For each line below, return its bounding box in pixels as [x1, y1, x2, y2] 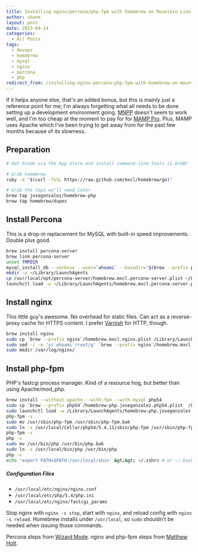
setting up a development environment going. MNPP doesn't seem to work [6, 109, 187, 116]
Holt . [6, 539, 18, 547]
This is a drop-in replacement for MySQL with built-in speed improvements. [6, 230, 190, 237]
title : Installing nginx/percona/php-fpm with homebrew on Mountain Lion [6, 8, 192, 15]
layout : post [6, 20, 38, 25]
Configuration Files [6, 470, 55, 478]
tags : [6, 42, 19, 48]
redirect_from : [6, 80, 44, 86]
